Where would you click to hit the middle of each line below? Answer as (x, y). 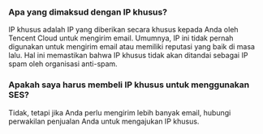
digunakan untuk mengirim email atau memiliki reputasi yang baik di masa (132, 47)
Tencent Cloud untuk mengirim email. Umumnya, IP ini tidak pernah (121, 38)
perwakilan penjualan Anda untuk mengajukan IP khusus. (104, 121)
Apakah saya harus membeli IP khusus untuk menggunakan (129, 85)
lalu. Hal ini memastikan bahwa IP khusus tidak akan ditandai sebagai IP (128, 56)
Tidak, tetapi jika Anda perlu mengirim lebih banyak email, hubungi (120, 112)
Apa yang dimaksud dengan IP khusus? (88, 12)
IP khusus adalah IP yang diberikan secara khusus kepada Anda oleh (123, 30)
